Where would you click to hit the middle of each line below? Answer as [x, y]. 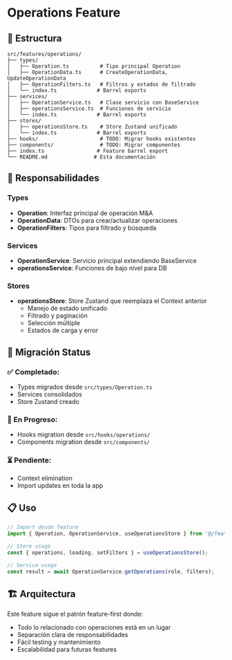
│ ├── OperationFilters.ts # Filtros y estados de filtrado [101, 84]
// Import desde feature [43, 527]
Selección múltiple [54, 323]
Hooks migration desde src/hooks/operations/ [84, 434]
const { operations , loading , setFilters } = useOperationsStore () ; [108, 553]
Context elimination [45, 478]
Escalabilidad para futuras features [67, 650]
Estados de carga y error [63, 331]
